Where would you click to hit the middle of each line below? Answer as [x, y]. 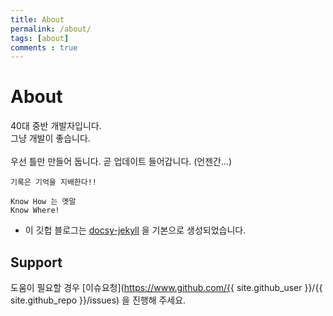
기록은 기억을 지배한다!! [54, 182]
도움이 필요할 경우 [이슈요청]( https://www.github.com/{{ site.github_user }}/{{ [166, 287]
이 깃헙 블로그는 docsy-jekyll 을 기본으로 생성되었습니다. [135, 230]
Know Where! [35, 211]
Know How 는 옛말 [43, 202]
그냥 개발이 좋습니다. [50, 138]
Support [36, 262]
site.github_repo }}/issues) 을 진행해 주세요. [98, 300]
